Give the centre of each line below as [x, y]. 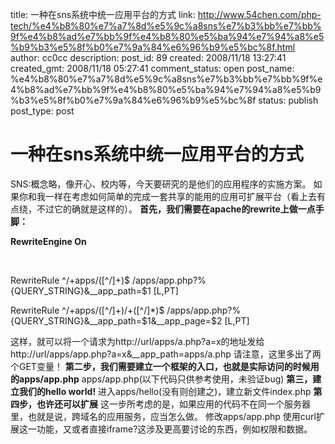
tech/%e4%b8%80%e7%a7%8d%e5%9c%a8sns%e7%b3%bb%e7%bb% [166, 26]
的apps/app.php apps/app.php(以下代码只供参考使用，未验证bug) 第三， [161, 379]
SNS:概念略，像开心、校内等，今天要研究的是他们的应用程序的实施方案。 [161, 184]
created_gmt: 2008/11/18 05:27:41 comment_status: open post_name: [152, 68]
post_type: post [42, 111]
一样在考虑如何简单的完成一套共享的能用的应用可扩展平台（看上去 [180, 196]
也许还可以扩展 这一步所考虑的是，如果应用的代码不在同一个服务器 [173, 404]
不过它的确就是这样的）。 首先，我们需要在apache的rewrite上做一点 [176, 209]
